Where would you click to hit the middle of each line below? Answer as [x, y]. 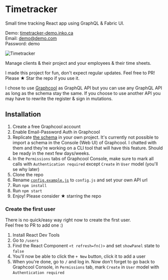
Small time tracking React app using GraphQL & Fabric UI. [65, 23]
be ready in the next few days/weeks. [51, 153]
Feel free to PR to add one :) [34, 225]
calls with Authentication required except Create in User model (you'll [85, 164]
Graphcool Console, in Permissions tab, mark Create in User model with [86, 267]
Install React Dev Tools [36, 235]
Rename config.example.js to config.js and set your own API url [80, 180]
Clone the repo [28, 174]
